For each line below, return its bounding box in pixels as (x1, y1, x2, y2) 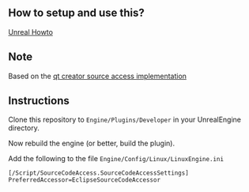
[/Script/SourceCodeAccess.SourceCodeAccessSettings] (8, 169, 190, 177)
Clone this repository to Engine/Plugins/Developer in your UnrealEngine (8, 115, 242, 125)
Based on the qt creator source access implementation (8, 71, 187, 81)
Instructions (8, 94, 70, 107)
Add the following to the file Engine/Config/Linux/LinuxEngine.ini (8, 154, 224, 164)
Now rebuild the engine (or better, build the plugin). (8, 138, 175, 149)
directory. (8, 123, 40, 133)
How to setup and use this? (8, 6, 145, 20)
